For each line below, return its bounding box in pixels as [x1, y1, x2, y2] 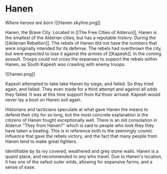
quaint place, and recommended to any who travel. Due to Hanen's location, [5, 153, 162, 159]
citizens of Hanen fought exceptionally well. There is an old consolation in [5, 117, 157, 123]
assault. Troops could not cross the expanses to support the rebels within [5, 56, 157, 62]
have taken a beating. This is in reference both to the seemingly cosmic [5, 127, 153, 133]
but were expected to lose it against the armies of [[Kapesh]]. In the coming [5, 51, 161, 57]
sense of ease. [5, 164, 36, 170]
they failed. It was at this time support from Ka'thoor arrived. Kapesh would [5, 91, 160, 97]
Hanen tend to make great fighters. [5, 138, 78, 144]
